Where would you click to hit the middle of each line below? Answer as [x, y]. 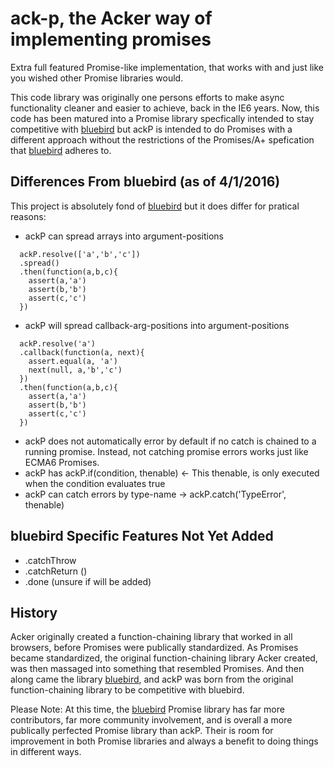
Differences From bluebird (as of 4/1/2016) [145, 182]
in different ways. [46, 752]
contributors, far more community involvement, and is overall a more [151, 720]
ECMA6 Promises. [62, 462]
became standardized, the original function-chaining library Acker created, [164, 658]
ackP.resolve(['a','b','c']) [80, 254]
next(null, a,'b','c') [75, 370]
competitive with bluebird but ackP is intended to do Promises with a [151, 129]
